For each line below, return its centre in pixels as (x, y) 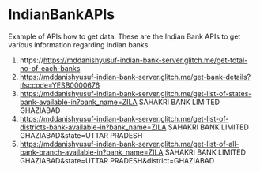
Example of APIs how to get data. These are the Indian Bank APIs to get (124, 36)
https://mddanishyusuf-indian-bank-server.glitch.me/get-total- (145, 60)
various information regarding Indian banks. (79, 44)
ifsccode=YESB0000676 (60, 85)
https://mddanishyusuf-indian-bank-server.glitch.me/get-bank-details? (135, 77)
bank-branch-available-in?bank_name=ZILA (91, 152)
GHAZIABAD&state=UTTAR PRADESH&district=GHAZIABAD (117, 160)
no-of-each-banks (50, 68)
